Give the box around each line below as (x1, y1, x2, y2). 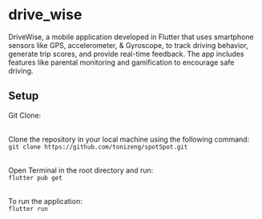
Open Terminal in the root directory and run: (8, 165, 154, 175)
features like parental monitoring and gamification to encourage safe (8, 58, 235, 67)
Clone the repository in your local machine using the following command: (8, 134, 250, 144)
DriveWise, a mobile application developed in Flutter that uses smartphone (8, 32, 254, 42)
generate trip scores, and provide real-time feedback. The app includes (8, 49, 244, 58)
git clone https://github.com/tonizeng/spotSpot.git (8, 142, 188, 151)
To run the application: (8, 196, 83, 205)
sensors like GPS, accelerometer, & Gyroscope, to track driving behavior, (8, 40, 248, 50)
